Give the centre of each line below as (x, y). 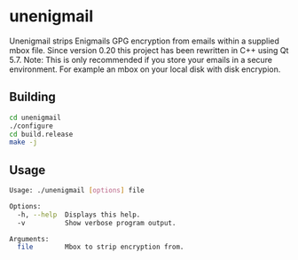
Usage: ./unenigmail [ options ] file (77, 191)
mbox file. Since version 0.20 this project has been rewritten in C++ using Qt (149, 50)
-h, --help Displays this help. (79, 215)
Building (32, 97)
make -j (24, 142)
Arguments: (29, 239)
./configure (31, 126)
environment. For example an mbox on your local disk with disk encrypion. (145, 69)
